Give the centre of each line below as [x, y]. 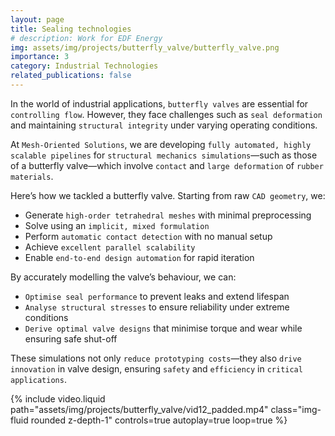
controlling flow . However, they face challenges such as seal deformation [166, 114]
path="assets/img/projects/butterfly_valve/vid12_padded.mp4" [139, 409]
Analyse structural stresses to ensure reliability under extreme [157, 307]
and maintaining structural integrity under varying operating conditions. [164, 125]
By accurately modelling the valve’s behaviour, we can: [123, 277]
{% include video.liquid [58, 398]
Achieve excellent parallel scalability [110, 247]
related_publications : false [71, 76]
